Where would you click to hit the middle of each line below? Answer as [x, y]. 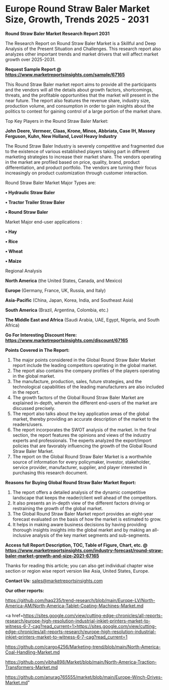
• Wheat [14, 251]
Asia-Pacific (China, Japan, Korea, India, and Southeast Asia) [69, 300]
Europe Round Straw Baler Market [77, 9]
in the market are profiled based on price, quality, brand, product [73, 162]
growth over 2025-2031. [31, 59]
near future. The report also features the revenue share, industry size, [78, 100]
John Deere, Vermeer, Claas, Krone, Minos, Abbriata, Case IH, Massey [80, 131]
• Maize [13, 261]
